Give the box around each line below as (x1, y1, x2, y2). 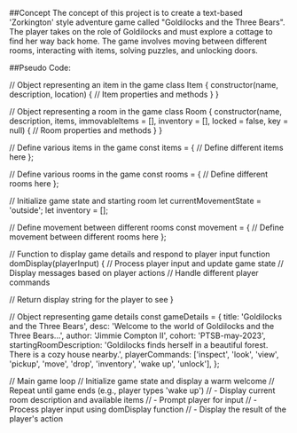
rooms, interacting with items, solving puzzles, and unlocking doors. (9, 45, 259, 56)
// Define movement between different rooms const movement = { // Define (9, 222, 285, 232)
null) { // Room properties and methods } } (9, 125, 162, 136)
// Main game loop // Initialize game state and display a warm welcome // (9, 376, 275, 386)
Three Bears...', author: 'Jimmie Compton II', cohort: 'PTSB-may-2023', (9, 330, 266, 341)
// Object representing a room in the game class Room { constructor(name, (9, 106, 282, 116)
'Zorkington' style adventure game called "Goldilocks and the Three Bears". (9, 17, 285, 28)
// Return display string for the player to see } (9, 295, 175, 304)
